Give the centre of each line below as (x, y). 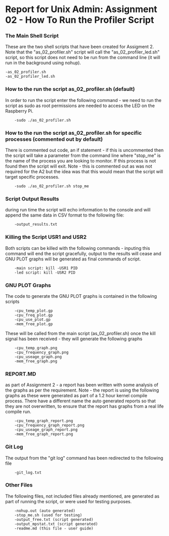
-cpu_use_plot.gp (33, 319)
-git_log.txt (28, 472)
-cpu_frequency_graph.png (42, 352)
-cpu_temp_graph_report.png (44, 421)
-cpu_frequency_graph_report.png (49, 425)
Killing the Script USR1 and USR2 (46, 237)
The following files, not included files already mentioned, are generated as (82, 496)
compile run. (18, 412)
